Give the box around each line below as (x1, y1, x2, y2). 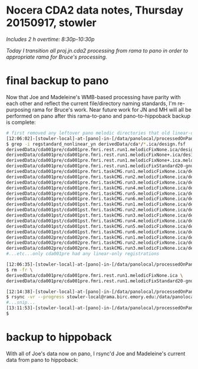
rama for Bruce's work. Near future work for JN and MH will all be (32, 106, 192, 113)
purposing (6, 106, 31, 113)
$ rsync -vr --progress (6, 294, 65, 300)
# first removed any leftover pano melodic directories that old (6, 130, 170, 136)
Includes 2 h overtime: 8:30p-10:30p (6, 35, 95, 43)
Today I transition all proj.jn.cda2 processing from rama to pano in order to (6, 47, 189, 54)
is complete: (6, 119, 37, 126)
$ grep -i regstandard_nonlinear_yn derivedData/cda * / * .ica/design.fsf (6, 141, 186, 147)
